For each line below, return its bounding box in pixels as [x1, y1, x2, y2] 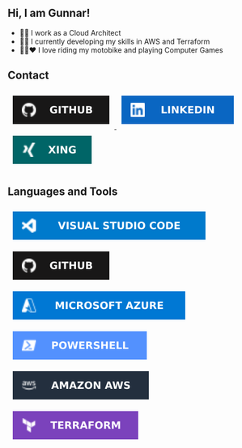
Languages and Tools [7, 185, 118, 199]
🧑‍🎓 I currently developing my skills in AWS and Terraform [19, 36, 210, 46]
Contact [7, 69, 49, 82]
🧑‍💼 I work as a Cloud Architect [19, 27, 121, 37]
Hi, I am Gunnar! [7, 6, 91, 20]
